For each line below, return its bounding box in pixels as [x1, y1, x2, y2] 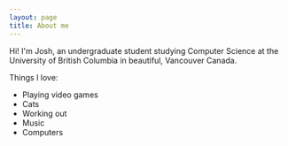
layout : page [9, 12, 58, 22]
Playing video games [21, 89, 99, 100]
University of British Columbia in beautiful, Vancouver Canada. [9, 55, 237, 65]
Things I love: [9, 72, 58, 82]
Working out [21, 108, 67, 119]
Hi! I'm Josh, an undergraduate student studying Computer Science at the [9, 45, 279, 56]
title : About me [9, 21, 69, 30]
